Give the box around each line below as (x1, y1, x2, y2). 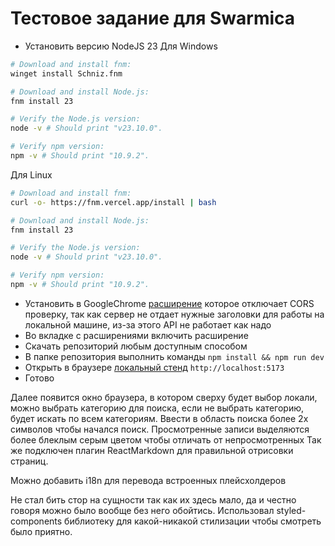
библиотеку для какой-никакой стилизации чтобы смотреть (64, 515, 322, 527)
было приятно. (10, 525, 73, 537)
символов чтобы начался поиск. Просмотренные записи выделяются (10, 423, 310, 435)
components (10, 515, 63, 527)
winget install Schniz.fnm (10, 68, 123, 79)
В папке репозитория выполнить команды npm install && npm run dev (24, 350, 325, 362)
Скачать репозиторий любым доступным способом (24, 340, 248, 352)
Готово (24, 372, 55, 384)
